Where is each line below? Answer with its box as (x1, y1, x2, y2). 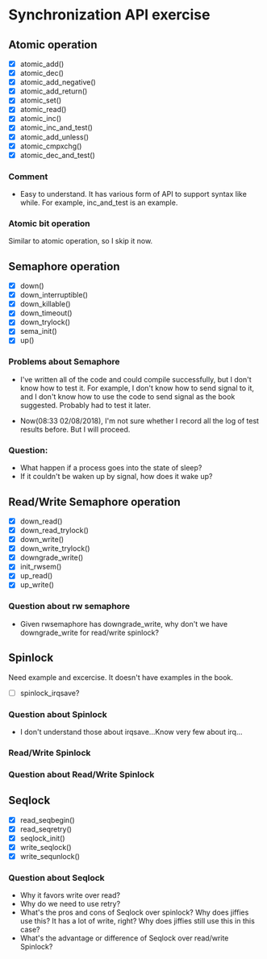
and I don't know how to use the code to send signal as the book (19, 391, 236, 401)
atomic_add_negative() (19, 77, 97, 87)
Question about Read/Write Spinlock (8, 769, 155, 780)
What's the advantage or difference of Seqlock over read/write (19, 933, 229, 943)
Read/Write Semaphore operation (8, 494, 181, 509)
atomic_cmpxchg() (19, 141, 82, 151)
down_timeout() (19, 308, 73, 318)
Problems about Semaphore (8, 356, 120, 368)
